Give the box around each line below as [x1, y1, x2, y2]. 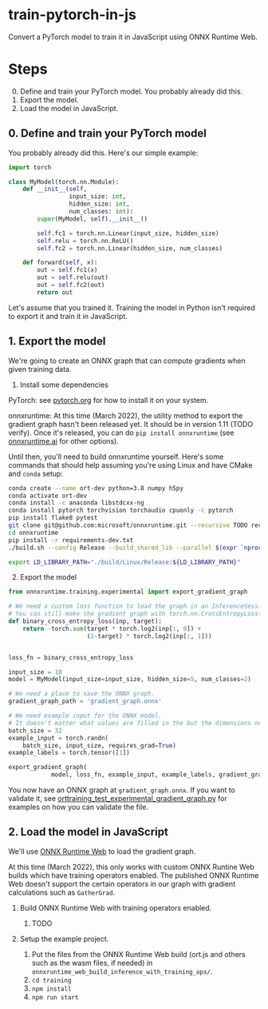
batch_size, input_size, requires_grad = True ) [22, 741, 177, 749]
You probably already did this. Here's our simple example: [8, 148, 199, 158]
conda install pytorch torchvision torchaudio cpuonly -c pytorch [8, 506, 234, 515]
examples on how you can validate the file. [8, 802, 149, 812]
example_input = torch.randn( [8, 734, 109, 742]
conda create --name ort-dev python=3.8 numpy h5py [8, 484, 183, 493]
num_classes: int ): [69, 208, 134, 216]
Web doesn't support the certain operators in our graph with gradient [8, 879, 236, 888]
